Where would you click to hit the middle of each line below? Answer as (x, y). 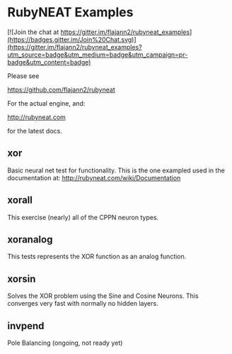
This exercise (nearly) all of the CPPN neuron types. (83, 217)
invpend (26, 326)
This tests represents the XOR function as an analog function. (97, 257)
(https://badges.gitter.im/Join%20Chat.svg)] (72, 39)
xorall (20, 200)
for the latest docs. (35, 131)
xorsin (22, 278)
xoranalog (30, 239)
